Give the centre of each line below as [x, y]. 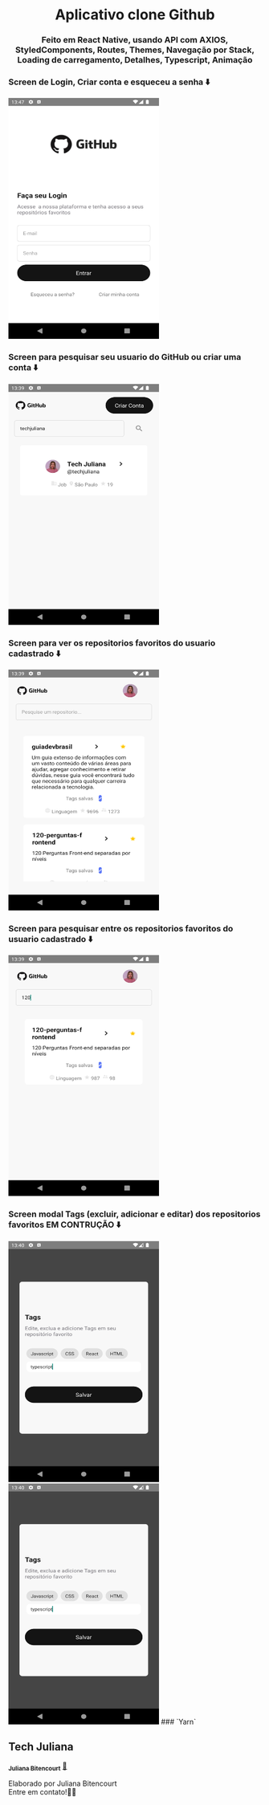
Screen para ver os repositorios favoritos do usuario [112, 642]
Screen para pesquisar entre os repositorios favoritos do [121, 928]
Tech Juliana [41, 1747]
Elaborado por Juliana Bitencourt [63, 1783]
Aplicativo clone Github [135, 15]
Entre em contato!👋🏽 [43, 1792]
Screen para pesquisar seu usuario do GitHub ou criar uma [125, 357]
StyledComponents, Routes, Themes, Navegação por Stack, [135, 50]
